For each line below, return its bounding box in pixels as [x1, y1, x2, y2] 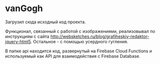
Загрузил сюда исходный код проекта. [5, 19, 86, 25]
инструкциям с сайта [5, 33, 50, 39]
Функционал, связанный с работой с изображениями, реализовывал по [5, 28, 155, 34]
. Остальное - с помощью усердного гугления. [31, 38, 128, 44]
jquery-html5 [5, 38, 31, 44]
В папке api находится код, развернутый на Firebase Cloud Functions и [5, 48, 152, 54]
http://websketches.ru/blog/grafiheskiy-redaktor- [50, 33, 150, 39]
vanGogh [5, 3, 43, 14]
